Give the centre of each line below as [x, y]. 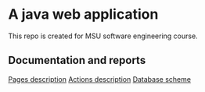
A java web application [83, 14]
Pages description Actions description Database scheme [100, 79]
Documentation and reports [77, 60]
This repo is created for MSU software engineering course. [103, 36]
